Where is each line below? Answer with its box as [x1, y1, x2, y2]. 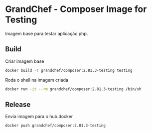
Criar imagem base [5, 58, 44, 64]
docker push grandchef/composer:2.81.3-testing [5, 123, 106, 128]
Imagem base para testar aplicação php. [5, 30, 88, 36]
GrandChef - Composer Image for [5, 3, 147, 15]
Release [5, 100, 31, 109]
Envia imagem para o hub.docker [5, 114, 73, 120]
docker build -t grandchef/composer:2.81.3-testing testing [5, 68, 133, 73]
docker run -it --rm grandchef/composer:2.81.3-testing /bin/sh [5, 86, 142, 92]
